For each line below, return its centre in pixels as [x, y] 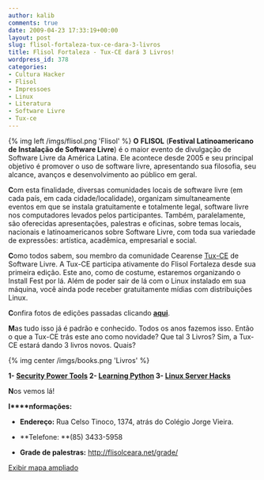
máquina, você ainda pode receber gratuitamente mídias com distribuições [130, 289]
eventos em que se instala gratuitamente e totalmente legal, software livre [128, 206]
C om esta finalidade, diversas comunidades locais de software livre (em [126, 190]
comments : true [33, 23]
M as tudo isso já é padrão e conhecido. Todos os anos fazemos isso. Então [131, 328]
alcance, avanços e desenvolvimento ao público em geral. [103, 174]
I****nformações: [40, 406]
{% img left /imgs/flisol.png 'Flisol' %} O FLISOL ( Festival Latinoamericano [131, 141]
